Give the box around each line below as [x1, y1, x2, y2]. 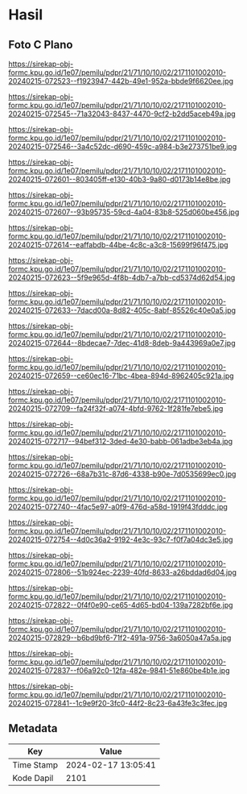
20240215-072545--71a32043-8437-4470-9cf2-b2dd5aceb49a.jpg [8, 109, 236, 118]
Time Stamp [12, 759, 59, 771]
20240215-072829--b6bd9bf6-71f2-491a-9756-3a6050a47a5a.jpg [8, 633, 232, 642]
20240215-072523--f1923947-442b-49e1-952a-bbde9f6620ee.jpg [8, 77, 234, 85]
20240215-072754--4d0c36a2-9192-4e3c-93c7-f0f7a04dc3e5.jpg [8, 534, 233, 544]
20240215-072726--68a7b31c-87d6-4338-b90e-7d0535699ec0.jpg [8, 469, 237, 479]
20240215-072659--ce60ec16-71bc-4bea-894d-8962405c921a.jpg [8, 371, 235, 380]
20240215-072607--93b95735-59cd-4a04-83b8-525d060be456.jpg [8, 207, 240, 217]
